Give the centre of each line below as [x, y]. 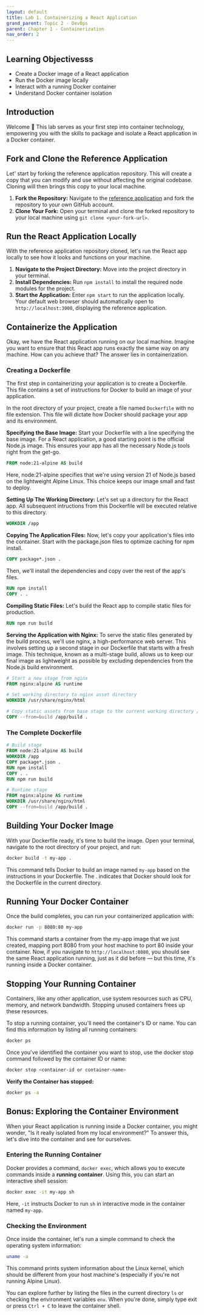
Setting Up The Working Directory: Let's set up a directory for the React [97, 500]
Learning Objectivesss [50, 59]
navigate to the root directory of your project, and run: [74, 847]
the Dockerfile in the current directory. [54, 882]
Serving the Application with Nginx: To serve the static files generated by [100, 634]
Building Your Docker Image [60, 826]
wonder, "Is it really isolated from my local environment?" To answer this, [97, 1132]
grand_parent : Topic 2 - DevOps [47, 23]
